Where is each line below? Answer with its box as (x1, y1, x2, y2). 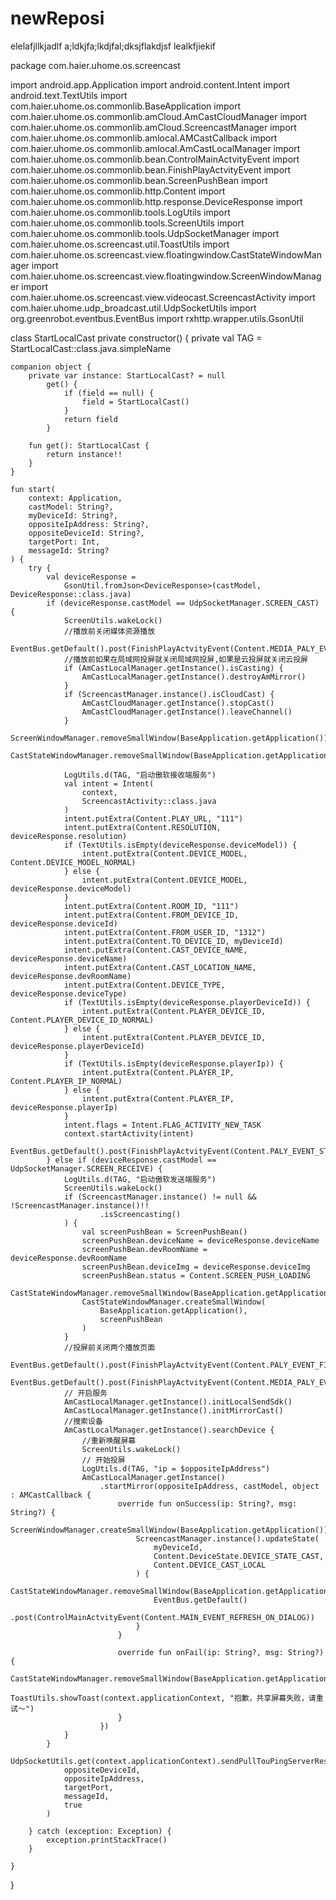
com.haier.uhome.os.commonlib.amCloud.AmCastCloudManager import (10, 110, 308, 122)
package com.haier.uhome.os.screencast (10, 59, 181, 71)
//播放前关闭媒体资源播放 (63, 626, 156, 636)
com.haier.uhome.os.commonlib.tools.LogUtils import (10, 206, 231, 218)
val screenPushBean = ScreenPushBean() (81, 1227, 248, 1237)
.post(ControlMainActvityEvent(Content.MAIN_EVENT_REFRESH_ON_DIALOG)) (10, 1612, 315, 1622)
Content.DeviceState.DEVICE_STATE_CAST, (153, 1551, 325, 1561)
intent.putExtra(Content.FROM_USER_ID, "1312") (63, 927, 267, 937)
